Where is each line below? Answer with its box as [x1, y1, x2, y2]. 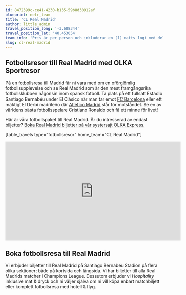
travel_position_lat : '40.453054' [5, 31, 78, 36]
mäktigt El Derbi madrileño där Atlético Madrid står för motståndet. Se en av [5, 101, 162, 107]
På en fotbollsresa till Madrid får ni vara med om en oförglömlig [5, 80, 135, 86]
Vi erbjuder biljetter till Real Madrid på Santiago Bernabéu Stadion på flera [5, 262, 158, 269]
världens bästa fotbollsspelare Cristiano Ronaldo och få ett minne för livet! [5, 107, 158, 113]
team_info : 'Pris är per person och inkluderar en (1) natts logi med [5, 36, 156, 41]
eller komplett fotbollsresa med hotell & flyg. [5, 284, 96, 290]
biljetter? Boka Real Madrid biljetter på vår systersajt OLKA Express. [5, 122, 145, 128]
